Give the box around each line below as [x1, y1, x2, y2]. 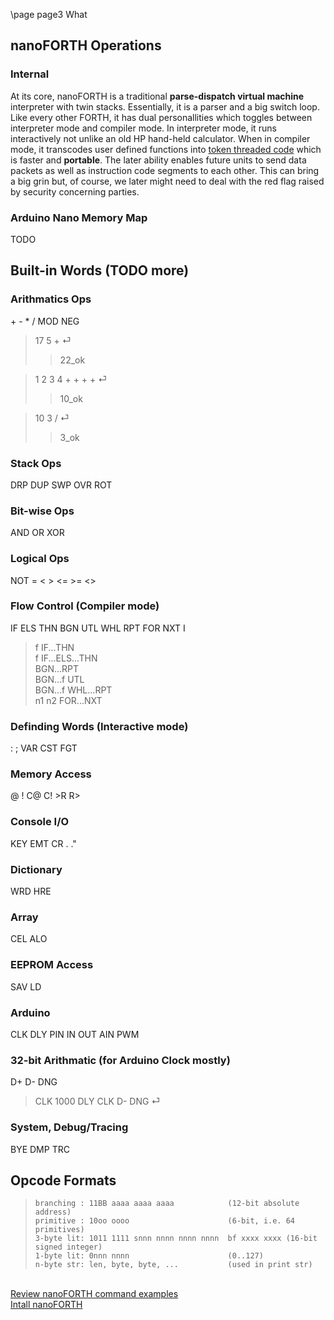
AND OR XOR [10, 527, 65, 539]
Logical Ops [10, 552, 70, 566]
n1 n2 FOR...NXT [34, 694, 103, 706]
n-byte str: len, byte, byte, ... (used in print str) [34, 1260, 313, 1270]
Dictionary [10, 862, 63, 876]
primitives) [34, 1225, 85, 1235]
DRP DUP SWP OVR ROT [10, 479, 113, 491]
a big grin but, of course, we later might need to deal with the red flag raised [10, 175, 325, 187]
